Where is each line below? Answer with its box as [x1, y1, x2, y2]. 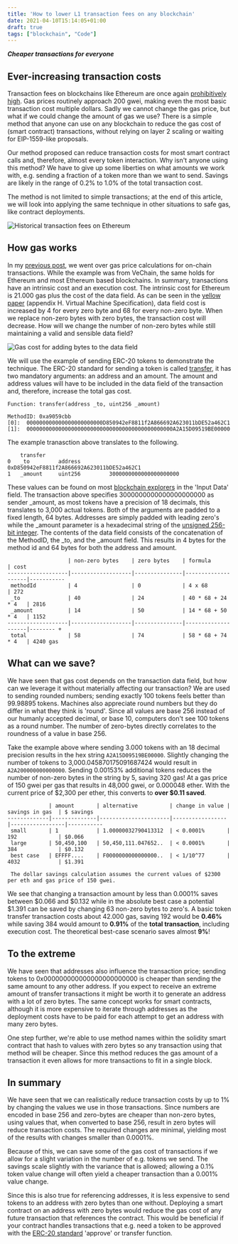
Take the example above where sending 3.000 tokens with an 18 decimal [7, 743, 220, 752]
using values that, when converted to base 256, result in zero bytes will [7, 1118, 216, 1127]
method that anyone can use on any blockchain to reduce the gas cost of [7, 120, 222, 128]
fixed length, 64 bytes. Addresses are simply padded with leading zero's [7, 513, 220, 522]
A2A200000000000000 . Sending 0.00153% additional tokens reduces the [7, 766, 212, 774]
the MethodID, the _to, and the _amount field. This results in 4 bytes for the [7, 535, 226, 544]
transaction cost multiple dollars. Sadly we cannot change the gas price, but [7, 105, 230, 113]
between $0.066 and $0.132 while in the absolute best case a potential [7, 897, 215, 905]
